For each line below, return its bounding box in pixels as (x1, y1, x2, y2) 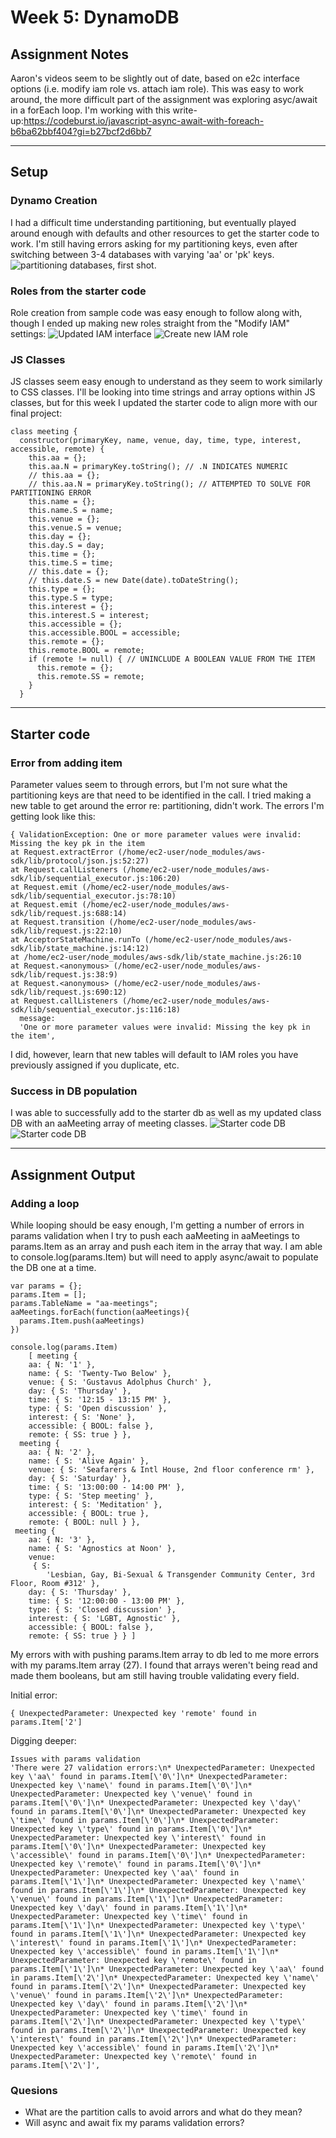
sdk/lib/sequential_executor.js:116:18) (10, 1004, 182, 1015)
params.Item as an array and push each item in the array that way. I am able (10, 1240, 323, 1252)
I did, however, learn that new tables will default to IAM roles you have (10, 1048, 299, 1060)
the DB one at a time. (10, 1261, 97, 1273)
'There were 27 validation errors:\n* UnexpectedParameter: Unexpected (10, 1762, 315, 1773)
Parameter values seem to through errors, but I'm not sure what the (10, 778, 288, 790)
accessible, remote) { (10, 444, 105, 455)
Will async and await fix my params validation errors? (24, 2117, 245, 2129)
